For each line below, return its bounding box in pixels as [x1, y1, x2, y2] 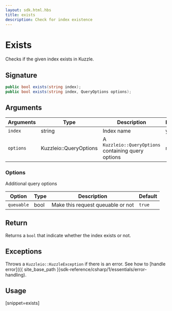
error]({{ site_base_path [5, 266, 56, 272]
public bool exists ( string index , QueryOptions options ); [5, 89, 132, 94]
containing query [102, 147, 144, 154]
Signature [5, 71, 37, 79]
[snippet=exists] [5, 300, 40, 306]
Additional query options [5, 180, 57, 186]
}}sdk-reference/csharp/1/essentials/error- [57, 266, 147, 272]
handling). [5, 272, 27, 278]
